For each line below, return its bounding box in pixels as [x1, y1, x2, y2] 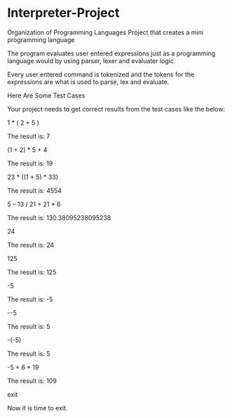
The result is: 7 [7, 132, 50, 140]
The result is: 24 [7, 241, 55, 249]
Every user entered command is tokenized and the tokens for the [7, 70, 195, 79]
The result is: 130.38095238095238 [7, 213, 111, 222]
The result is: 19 [7, 159, 53, 168]
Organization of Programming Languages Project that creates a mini [7, 28, 204, 36]
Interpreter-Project [7, 5, 120, 21]
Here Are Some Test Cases [7, 91, 86, 100]
